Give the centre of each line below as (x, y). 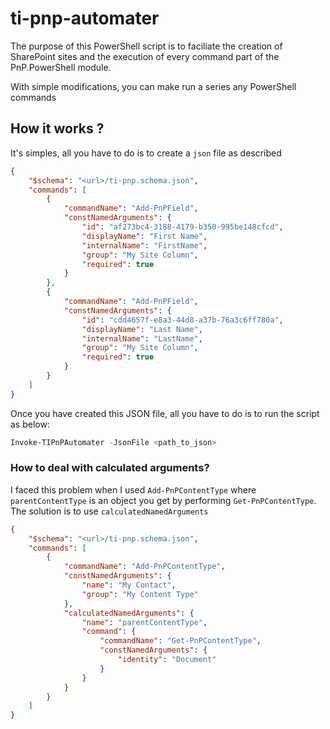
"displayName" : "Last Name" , (142, 329)
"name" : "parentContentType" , (144, 622)
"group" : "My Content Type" (140, 594)
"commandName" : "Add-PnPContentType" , (144, 567)
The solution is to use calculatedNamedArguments (109, 511)
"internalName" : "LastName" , (142, 338)
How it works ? (57, 128)
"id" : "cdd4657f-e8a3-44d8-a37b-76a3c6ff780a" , (182, 320)
